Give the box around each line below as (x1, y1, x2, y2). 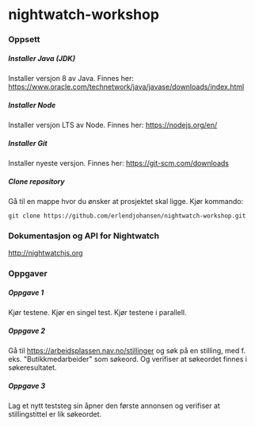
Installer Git (8, 138, 48, 148)
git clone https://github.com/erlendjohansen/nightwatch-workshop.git (8, 212, 246, 220)
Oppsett (8, 34, 40, 45)
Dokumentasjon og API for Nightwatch (8, 230, 160, 241)
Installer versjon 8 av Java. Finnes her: (8, 74, 135, 83)
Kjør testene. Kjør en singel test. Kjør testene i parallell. (8, 308, 188, 317)
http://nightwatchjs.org (8, 248, 83, 258)
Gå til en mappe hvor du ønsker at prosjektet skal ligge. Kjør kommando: (8, 196, 244, 206)
